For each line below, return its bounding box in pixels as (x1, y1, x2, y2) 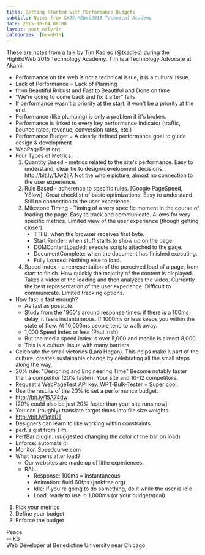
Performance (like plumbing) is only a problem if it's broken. (15, 113, 166, 120)
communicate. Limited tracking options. (24, 289, 124, 297)
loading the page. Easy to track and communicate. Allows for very (24, 211, 191, 218)
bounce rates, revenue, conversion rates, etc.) (15, 126, 132, 133)
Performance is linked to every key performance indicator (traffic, (15, 119, 181, 127)
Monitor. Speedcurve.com (15, 446, 81, 454)
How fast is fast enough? (15, 296, 78, 303)
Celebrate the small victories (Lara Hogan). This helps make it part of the (15, 348, 199, 355)
